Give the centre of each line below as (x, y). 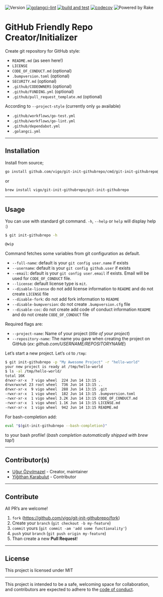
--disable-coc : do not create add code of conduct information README (81, 310)
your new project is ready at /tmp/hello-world (54, 367)
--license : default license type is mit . (49, 284)
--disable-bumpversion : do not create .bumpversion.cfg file (71, 304)
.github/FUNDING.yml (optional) (43, 91)
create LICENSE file (30, 294)
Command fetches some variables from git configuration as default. (73, 254)
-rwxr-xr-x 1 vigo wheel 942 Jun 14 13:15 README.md (62, 407)
